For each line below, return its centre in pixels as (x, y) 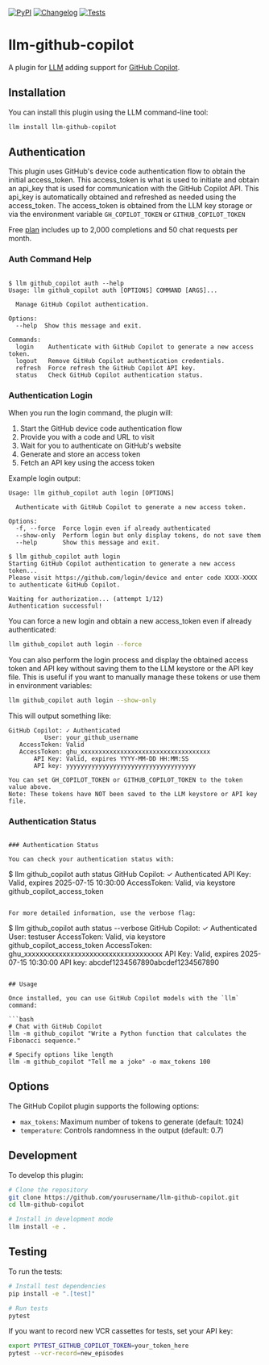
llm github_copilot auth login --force (75, 645)
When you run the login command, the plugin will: (91, 413)
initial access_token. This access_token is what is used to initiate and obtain (134, 180)
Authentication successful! (56, 606)
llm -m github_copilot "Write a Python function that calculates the (128, 1034)
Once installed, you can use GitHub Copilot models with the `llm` (124, 999)
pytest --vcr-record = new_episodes (66, 1354)
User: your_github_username (91, 737)
